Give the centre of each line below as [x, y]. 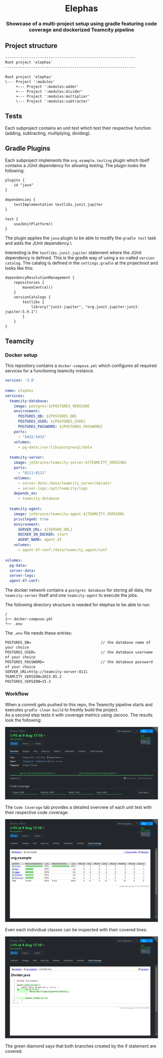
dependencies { [20, 200]
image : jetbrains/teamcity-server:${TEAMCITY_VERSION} [70, 463]
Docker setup [21, 355]
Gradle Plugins [28, 148]
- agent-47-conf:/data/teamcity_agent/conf [63, 550]
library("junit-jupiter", [57, 307]
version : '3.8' [20, 381]
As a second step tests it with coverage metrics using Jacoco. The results [79, 715]
